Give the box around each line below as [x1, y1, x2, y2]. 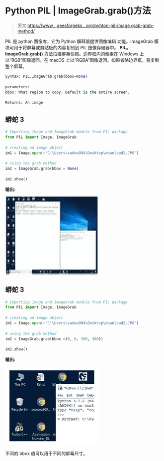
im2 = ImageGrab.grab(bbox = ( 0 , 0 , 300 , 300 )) [5, 336, 103, 341]
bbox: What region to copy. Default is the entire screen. [5, 90, 130, 95]
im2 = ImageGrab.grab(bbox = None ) [5, 166, 79, 171]
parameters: [5, 84, 30, 89]
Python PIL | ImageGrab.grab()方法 [5, 5, 152, 16]
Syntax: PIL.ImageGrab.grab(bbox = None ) [5, 74, 88, 79]
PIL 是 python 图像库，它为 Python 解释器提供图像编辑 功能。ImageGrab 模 [5, 38, 159, 44]
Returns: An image [5, 100, 43, 105]
